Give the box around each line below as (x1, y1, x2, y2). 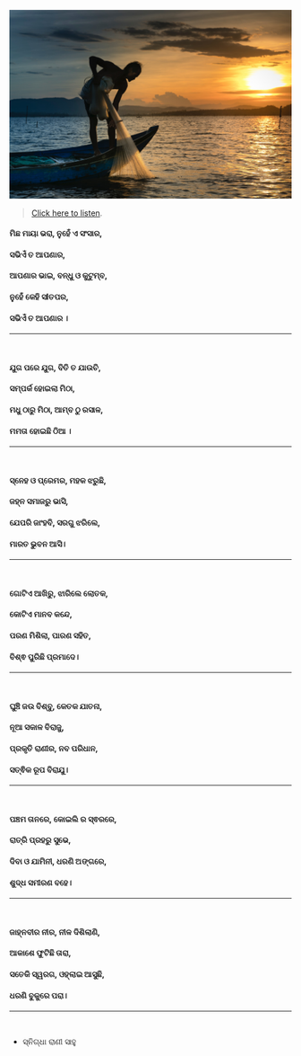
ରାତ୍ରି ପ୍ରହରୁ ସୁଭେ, (9, 835, 72, 846)
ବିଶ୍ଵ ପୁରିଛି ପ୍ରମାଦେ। (9, 651, 79, 661)
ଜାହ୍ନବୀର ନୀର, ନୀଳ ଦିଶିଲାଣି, (9, 927, 100, 937)
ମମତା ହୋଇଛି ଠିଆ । (9, 425, 72, 436)
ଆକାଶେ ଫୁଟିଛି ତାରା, (9, 947, 72, 958)
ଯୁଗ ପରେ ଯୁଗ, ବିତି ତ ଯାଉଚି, (9, 361, 101, 373)
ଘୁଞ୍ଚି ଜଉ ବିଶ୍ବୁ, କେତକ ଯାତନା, (9, 700, 103, 711)
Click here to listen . (30, 208, 103, 218)
